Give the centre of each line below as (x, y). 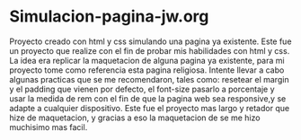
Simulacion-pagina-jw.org (109, 17)
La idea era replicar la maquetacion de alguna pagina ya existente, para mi (147, 60)
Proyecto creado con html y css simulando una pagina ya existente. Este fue (150, 41)
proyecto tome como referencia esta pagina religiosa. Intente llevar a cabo (147, 70)
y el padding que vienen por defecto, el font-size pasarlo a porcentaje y (142, 89)
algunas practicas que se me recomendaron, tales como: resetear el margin (149, 79)
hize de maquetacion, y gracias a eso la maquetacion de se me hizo (135, 118)
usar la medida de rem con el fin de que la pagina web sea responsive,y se (148, 98)
